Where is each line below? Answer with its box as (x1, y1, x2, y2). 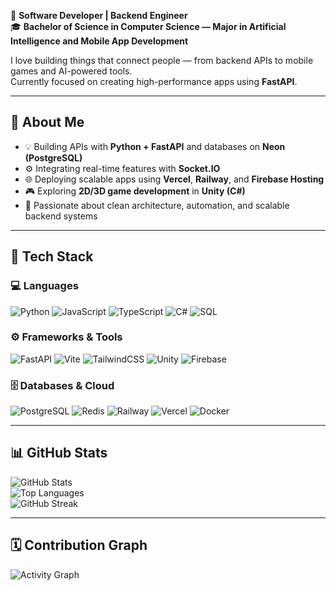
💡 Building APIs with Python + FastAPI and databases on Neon (24, 140, 286, 152)
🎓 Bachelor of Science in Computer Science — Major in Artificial (10, 21, 287, 32)
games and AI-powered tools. (10, 65, 133, 77)
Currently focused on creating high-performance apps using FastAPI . (10, 76, 298, 87)
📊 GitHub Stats (10, 445, 108, 462)
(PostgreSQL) (24, 151, 83, 164)
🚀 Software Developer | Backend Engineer (10, 10, 188, 21)
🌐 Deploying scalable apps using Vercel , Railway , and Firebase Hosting (24, 173, 325, 185)
